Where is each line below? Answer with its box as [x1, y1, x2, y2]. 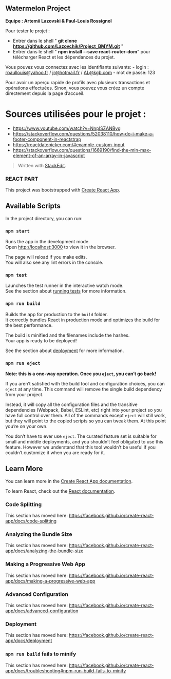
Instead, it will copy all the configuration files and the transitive [5, 401, 138, 408]
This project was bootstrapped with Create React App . [5, 187, 121, 193]
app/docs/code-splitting [5, 518, 57, 524]
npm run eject [5, 360, 41, 366]
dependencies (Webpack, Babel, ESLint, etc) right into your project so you [5, 407, 162, 413]
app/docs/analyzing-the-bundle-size [5, 548, 84, 554]
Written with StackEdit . [17, 162, 67, 168]
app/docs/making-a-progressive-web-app [5, 577, 96, 584]
